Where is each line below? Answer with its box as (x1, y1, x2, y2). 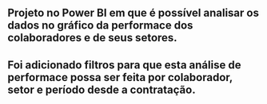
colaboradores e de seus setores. (7, 31, 177, 44)
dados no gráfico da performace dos (7, 19, 193, 33)
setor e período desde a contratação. (7, 83, 197, 96)
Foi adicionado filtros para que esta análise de (7, 58, 241, 71)
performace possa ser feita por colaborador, (7, 71, 233, 84)
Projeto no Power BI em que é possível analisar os (7, 6, 259, 20)
